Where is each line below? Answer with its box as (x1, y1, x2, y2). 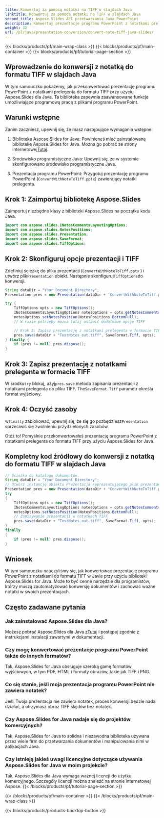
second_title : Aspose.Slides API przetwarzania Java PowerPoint (5, 16, 139, 21)
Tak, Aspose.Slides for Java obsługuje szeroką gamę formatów (5, 664, 132, 669)
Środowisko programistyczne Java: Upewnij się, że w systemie (12, 155, 139, 162)
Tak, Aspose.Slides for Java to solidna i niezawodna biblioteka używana (5, 733, 150, 739)
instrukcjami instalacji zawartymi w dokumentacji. (5, 634, 105, 640)
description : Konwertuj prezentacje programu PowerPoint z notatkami (5, 21, 150, 26)
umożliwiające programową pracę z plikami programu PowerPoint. (5, 99, 139, 105)
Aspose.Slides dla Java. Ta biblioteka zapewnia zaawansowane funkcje (5, 94, 149, 100)
